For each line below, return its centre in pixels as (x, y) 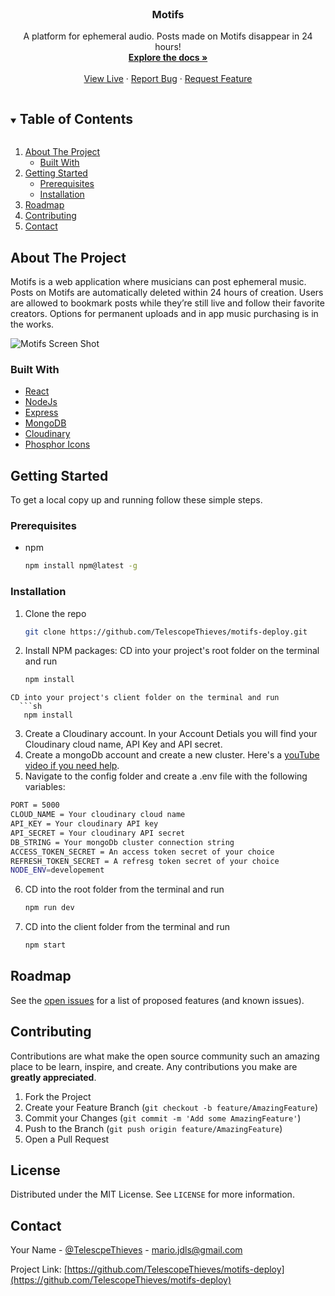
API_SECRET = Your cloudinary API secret (98, 833)
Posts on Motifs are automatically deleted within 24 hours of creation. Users (167, 292)
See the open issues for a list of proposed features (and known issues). (157, 1000)
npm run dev (49, 908)
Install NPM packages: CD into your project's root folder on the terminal (172, 651)
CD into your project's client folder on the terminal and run (145, 698)
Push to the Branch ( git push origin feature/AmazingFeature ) (153, 1128)
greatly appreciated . (53, 1077)
